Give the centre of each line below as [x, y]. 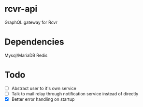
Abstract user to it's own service [44, 88]
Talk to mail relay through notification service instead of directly [75, 93]
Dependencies [34, 42]
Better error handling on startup [43, 99]
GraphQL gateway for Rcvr [31, 22]
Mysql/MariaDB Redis [26, 55]
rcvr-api [21, 9]
